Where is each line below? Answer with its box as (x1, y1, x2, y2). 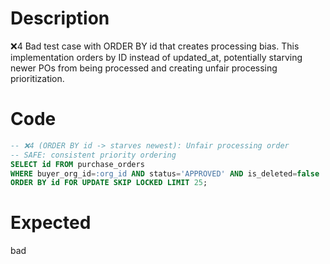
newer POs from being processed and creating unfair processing (10, 62, 278, 74)
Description (10, 7, 110, 30)
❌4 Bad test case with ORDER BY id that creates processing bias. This (10, 40, 300, 52)
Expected (10, 212, 92, 234)
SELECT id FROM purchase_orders (10, 159, 145, 169)
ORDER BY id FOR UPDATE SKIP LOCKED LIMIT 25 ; (10, 178, 208, 188)
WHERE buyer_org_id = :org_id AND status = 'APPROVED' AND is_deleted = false (10, 168, 320, 179)
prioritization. (10, 72, 65, 84)
